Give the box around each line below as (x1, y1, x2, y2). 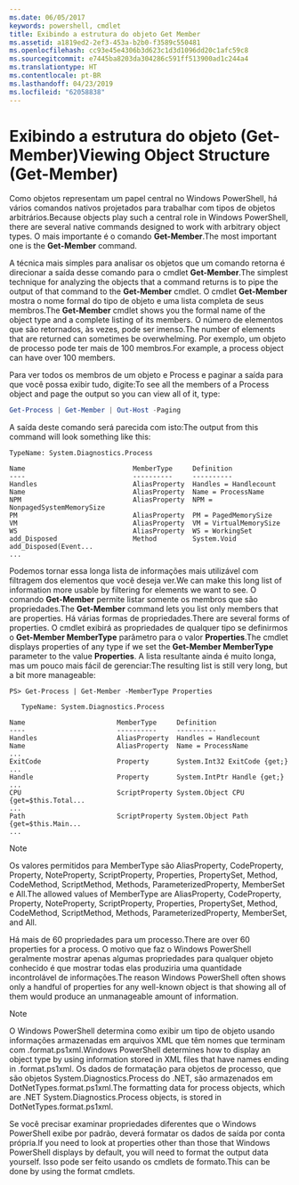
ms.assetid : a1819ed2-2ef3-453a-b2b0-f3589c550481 (9, 37, 201, 47)
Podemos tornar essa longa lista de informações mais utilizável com (9, 566, 259, 576)
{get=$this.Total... (9, 797, 86, 805)
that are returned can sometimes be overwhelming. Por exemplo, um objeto (9, 333, 287, 344)
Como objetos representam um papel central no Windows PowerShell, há (9, 193, 278, 204)
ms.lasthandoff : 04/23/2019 (9, 79, 114, 88)
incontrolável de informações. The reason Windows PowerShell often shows (9, 972, 287, 983)
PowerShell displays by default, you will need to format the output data (9, 1147, 269, 1158)
